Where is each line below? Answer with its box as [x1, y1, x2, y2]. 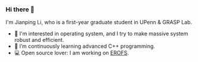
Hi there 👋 [5, 5, 35, 14]
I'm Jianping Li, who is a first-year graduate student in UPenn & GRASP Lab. [5, 19, 192, 26]
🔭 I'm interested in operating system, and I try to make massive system [14, 30, 188, 37]
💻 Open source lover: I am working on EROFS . [14, 50, 129, 57]
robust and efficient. [14, 37, 64, 44]
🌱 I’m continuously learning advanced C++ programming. [14, 43, 156, 50]
